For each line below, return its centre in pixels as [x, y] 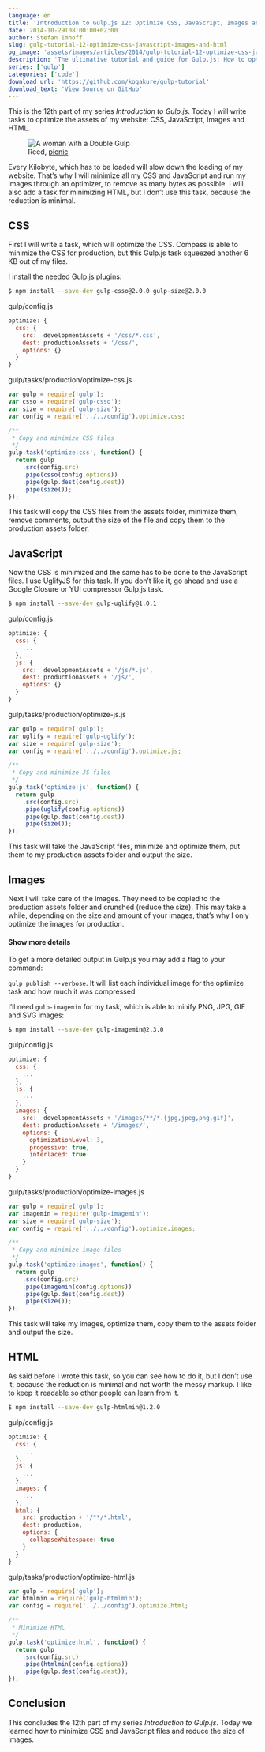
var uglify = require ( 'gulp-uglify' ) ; [72, 736]
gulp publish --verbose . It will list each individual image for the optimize [126, 983]
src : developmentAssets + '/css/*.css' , [91, 335]
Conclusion [37, 1703]
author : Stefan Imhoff [45, 38]
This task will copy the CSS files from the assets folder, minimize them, [123, 512]
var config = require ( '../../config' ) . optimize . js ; [95, 751]
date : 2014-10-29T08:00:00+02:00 [63, 30]
